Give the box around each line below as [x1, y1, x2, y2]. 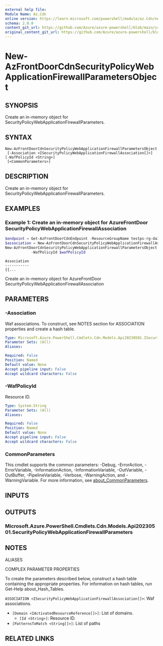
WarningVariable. [5, 477, 40, 483]
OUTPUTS [5, 508, 36, 516]
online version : [5, 16, 38, 21]
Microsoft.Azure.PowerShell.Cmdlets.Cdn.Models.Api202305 [5, 522, 155, 529]
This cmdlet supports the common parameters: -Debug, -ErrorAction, [5, 462, 144, 468]
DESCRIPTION [5, 172, 49, 181]
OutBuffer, [5, 472, 26, 478]
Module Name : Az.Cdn [5, 12, 47, 17]
